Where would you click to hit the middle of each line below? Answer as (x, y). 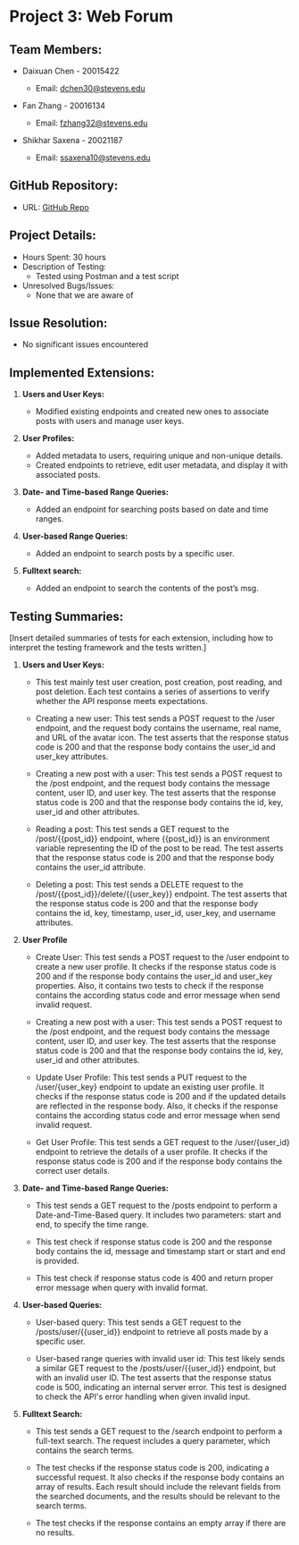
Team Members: (56, 50)
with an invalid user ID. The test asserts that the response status (154, 1378)
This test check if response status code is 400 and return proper (154, 1278)
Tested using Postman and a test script (107, 276)
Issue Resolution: (58, 323)
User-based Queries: (62, 1305)
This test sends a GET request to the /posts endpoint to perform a (157, 1206)
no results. (55, 1532)
